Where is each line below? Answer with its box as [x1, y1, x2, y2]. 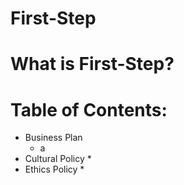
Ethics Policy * [24, 163, 85, 176]
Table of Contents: [10, 98, 168, 121]
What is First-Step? [10, 53, 175, 76]
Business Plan [24, 132, 83, 144]
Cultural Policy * [24, 153, 92, 165]
